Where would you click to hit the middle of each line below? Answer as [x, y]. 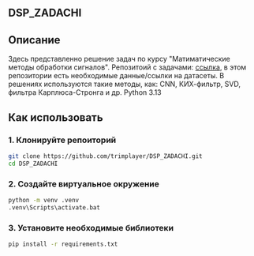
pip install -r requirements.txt [63, 244]
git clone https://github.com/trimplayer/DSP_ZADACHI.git [105, 156]
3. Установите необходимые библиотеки [91, 228]
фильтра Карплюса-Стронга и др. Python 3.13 [85, 92]
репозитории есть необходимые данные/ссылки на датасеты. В [116, 76]
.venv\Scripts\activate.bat [54, 207]
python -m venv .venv [44, 200]
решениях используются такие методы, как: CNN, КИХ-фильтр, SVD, [124, 84]
